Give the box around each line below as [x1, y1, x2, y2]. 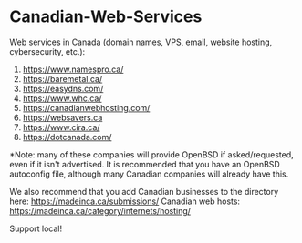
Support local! [9, 223, 63, 234]
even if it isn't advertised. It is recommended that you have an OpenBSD [9, 158, 280, 169]
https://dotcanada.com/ [22, 131, 112, 142]
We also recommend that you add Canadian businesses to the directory [9, 186, 279, 197]
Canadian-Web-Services [9, 6, 203, 27]
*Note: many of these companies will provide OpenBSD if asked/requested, [9, 148, 294, 160]
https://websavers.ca [22, 112, 103, 123]
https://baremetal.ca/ [22, 73, 103, 84]
